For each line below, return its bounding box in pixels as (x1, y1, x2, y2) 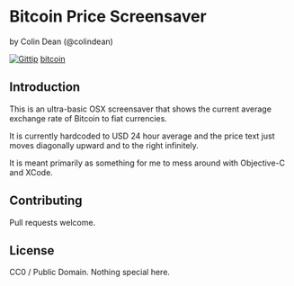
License (9, 243, 55, 258)
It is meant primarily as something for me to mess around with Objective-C (9, 157, 286, 168)
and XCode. (9, 166, 54, 177)
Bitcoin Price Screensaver (9, 6, 207, 27)
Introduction (9, 79, 81, 95)
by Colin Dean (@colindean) (9, 36, 114, 47)
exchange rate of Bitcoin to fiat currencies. (9, 112, 168, 123)
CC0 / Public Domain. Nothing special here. (9, 267, 171, 278)
